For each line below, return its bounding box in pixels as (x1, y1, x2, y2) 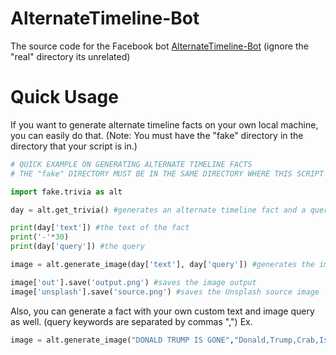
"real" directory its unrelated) (10, 50, 131, 62)
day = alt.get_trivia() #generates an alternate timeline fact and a (10, 205, 307, 215)
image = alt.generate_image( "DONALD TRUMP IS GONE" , (10, 335, 235, 345)
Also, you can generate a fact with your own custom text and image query (10, 305, 315, 317)
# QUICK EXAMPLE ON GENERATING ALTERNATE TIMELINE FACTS (10, 159, 253, 169)
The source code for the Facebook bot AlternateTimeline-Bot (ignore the (10, 40, 309, 52)
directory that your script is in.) (10, 140, 138, 152)
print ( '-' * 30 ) (10, 232, 70, 242)
